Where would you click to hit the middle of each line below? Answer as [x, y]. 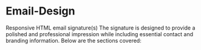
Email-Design [40, 11]
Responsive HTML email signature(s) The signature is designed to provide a [101, 28]
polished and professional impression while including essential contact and [100, 34]
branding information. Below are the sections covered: [74, 40]
